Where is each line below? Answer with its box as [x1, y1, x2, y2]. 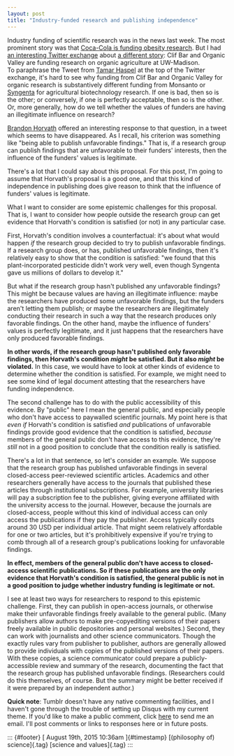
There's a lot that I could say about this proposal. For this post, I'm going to [7, 167, 224, 175]
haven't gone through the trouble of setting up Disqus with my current [7, 704, 209, 713]
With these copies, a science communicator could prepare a [7, 654, 181, 662]
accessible [7, 661, 38, 669]
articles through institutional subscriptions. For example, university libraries [7, 486, 224, 494]
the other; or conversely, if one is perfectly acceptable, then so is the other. [7, 95, 224, 103]
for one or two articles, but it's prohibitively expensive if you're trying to [7, 530, 213, 539]
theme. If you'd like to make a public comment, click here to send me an [7, 712, 214, 720]
